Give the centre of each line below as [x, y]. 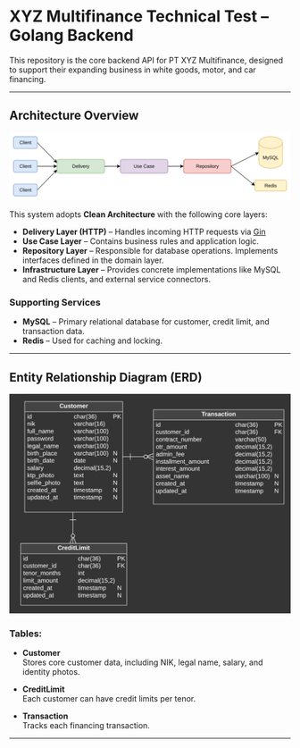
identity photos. [51, 672]
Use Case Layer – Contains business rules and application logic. [140, 241]
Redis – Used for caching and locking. [92, 340]
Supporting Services [55, 302]
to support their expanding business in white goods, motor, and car [133, 70]
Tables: [26, 634]
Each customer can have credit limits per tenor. [109, 699]
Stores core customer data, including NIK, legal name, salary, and [142, 662]
